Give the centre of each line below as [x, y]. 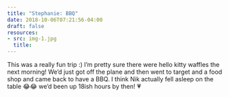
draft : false [26, 26]
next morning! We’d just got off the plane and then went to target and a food [115, 72]
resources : [23, 32]
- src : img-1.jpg [32, 39]
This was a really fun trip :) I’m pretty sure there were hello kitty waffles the [113, 65]
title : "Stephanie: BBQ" [43, 13]
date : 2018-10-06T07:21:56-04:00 [55, 20]
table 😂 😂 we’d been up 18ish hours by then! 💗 [74, 86]
